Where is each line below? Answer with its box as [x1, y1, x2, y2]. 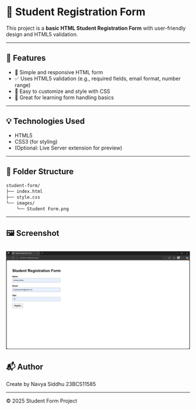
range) [14, 81, 31, 88]
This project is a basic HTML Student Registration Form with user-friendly [6, 25, 186, 32]
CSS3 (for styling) [14, 138, 58, 145]
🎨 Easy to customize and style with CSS [14, 88, 111, 95]
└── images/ [6, 200, 35, 206]
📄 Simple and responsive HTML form [14, 68, 103, 75]
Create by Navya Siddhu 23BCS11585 [6, 380, 96, 387]
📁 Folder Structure [6, 166, 74, 176]
